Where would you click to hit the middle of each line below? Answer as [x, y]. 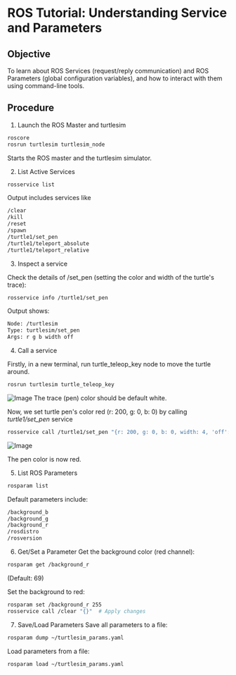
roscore [19, 138]
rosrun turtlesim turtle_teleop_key [61, 385]
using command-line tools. [46, 86]
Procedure [31, 108]
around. [19, 372]
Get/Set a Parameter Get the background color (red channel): [106, 552]
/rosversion [25, 538]
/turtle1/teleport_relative [48, 250]
